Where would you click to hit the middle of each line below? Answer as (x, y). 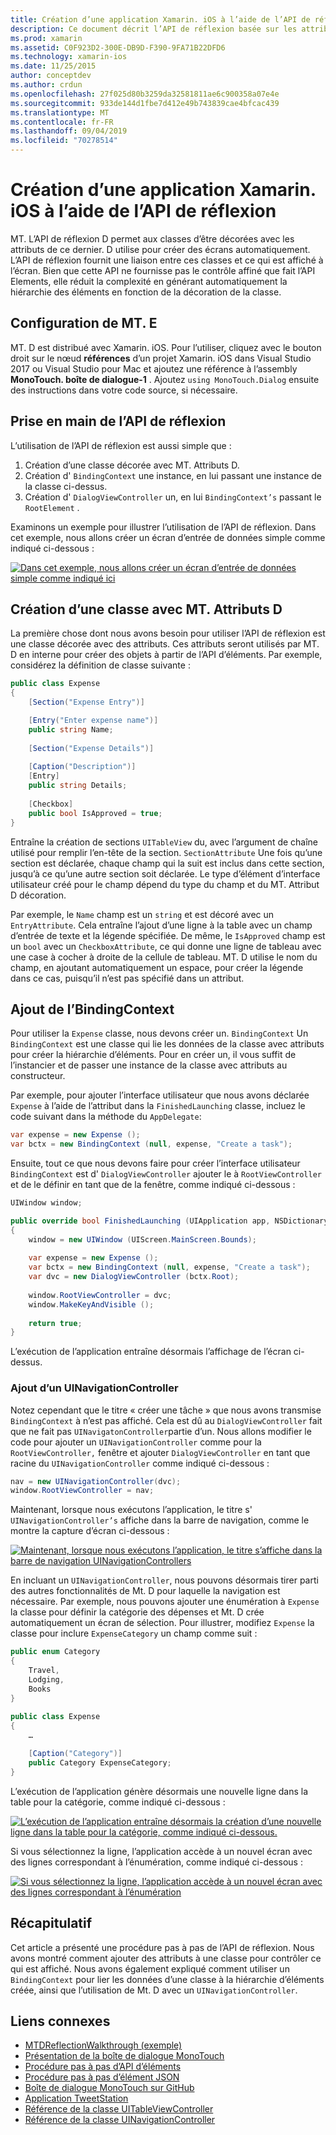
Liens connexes (60, 2021)
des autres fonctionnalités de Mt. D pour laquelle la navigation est (145, 1591)
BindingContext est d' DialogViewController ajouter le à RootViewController (166, 1174)
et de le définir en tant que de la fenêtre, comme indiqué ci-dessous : (153, 1185)
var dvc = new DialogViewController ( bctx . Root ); (134, 1277)
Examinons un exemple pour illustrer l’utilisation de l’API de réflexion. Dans (163, 527)
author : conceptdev (51, 76)
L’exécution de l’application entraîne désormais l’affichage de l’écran (151, 1352)
